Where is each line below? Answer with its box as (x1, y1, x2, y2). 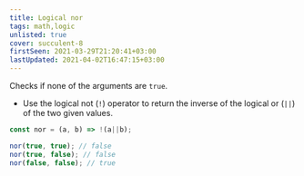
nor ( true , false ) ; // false (9, 150, 117, 159)
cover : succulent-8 (9, 38, 84, 48)
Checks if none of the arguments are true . (9, 81, 168, 91)
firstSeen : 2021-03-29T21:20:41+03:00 (9, 47, 157, 56)
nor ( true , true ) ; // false (9, 142, 112, 151)
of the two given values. (22, 108, 114, 118)
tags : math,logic (9, 22, 76, 31)
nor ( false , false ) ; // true (9, 158, 117, 168)
